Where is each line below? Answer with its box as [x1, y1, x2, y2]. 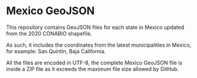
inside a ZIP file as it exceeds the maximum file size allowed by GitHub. [6, 65, 179, 72]
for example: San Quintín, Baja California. [6, 47, 106, 54]
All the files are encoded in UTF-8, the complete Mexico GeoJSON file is [6, 59, 183, 66]
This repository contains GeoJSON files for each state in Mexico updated [6, 24, 185, 31]
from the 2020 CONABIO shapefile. [6, 30, 92, 37]
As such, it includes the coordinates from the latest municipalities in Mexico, [6, 41, 192, 48]
